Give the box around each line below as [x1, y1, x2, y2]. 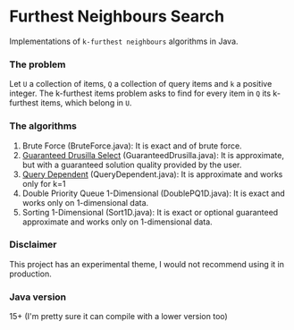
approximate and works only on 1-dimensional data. [21, 216, 213, 227]
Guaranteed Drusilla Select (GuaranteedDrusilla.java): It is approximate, [21, 149, 284, 160]
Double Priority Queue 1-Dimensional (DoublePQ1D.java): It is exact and [21, 188, 286, 199]
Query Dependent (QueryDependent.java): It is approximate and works [21, 168, 283, 180]
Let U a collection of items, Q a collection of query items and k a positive [9, 79, 273, 89]
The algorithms [9, 120, 78, 132]
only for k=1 [21, 178, 66, 189]
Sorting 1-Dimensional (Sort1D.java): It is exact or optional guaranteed [21, 207, 279, 217]
